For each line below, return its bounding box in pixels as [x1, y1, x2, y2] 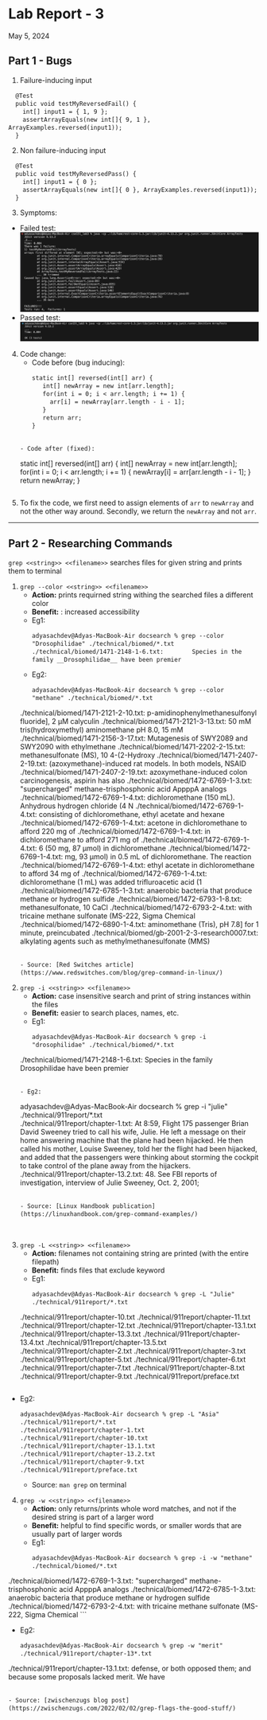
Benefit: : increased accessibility [31, 607, 141, 617]
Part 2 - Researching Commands [8, 537, 173, 550]
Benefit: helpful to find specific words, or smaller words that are [31, 1521, 242, 1530]
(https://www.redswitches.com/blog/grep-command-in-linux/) [19, 969, 223, 977]
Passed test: [19, 312, 61, 322]
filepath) [31, 1257, 60, 1267]
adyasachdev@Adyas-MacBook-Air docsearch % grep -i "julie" [19, 1102, 228, 1112]
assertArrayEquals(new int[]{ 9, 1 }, [22, 115, 151, 123]
